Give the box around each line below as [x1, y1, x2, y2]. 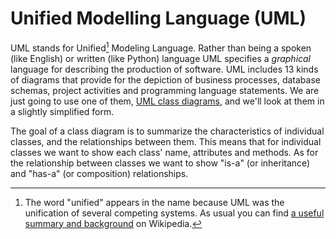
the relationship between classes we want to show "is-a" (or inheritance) [10, 157, 311, 169]
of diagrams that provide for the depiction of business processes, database [10, 73, 321, 86]
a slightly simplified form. [10, 105, 115, 117]
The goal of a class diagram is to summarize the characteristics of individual [10, 125, 325, 137]
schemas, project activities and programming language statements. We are [10, 84, 320, 96]
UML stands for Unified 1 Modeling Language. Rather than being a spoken [10, 40, 312, 54]
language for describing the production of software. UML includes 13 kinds [10, 63, 319, 75]
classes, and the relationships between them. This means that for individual [10, 135, 322, 147]
